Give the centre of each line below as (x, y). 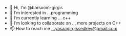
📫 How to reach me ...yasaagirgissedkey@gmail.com (63, 28)
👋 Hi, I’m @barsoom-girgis (36, 8)
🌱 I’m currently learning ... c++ (40, 18)
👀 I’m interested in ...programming (44, 13)
